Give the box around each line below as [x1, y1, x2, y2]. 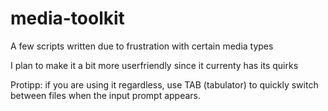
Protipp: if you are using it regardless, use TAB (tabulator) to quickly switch [10, 78, 319, 91]
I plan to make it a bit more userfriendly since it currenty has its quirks [10, 59, 299, 71]
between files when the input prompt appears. [10, 89, 202, 101]
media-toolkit [10, 7, 125, 30]
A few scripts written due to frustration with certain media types [10, 40, 274, 52]
